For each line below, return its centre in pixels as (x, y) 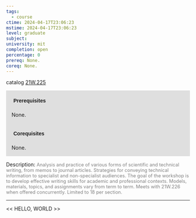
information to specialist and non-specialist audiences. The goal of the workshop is (98, 176)
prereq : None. (23, 60)
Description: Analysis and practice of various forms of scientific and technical (93, 165)
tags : (13, 11)
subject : (17, 39)
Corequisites (29, 134)
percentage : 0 (23, 55)
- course (22, 17)
